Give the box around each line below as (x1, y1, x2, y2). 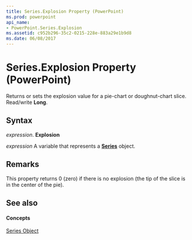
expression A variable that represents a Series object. (6, 142, 135, 149)
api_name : (6, 19, 30, 25)
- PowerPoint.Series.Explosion (6, 25, 82, 31)
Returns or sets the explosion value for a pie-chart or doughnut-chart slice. (6, 92, 187, 99)
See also (6, 198, 38, 208)
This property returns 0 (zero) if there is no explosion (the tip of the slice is (6, 175, 186, 182)
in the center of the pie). (6, 181, 64, 188)
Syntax (6, 116, 33, 126)
